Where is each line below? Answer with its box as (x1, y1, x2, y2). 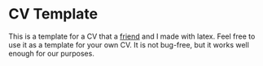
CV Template (8, 5, 99, 23)
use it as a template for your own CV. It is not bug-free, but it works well (8, 39, 250, 49)
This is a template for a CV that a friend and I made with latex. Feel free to (8, 31, 256, 41)
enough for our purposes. (8, 48, 95, 58)
